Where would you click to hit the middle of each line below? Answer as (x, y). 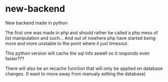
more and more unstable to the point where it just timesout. (67, 43)
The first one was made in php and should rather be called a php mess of (82, 32)
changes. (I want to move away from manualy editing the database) (75, 73)
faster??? (15, 58)
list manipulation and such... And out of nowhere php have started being (80, 38)
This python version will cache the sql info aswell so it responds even (77, 53)
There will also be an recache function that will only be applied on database (84, 68)
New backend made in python (37, 23)
